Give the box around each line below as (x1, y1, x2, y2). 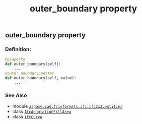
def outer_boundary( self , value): (5, 75, 77, 80)
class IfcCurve (12, 114, 43, 120)
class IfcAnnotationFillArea (12, 109, 71, 115)
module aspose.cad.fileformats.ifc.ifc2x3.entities (12, 103, 123, 109)
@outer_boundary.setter (5, 71, 55, 76)
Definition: (5, 46, 31, 53)
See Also (5, 92, 27, 99)
